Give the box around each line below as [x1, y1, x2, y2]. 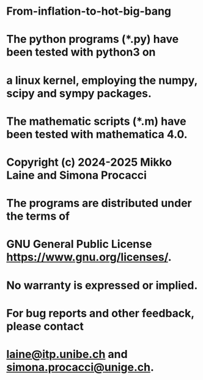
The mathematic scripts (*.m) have [6, 114, 186, 128]
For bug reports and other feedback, [6, 306, 194, 320]
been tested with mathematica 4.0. [6, 127, 188, 141]
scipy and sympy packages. [6, 86, 152, 100]
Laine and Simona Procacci [6, 168, 147, 182]
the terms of [6, 209, 70, 223]
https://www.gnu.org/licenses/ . [6, 250, 172, 264]
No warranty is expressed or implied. [6, 278, 198, 292]
